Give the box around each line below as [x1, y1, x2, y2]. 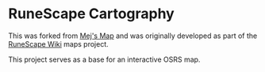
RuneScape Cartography [8, 5, 175, 23]
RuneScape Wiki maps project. [8, 39, 109, 48]
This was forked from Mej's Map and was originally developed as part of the [8, 31, 258, 40]
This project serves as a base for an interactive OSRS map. [8, 55, 201, 64]
